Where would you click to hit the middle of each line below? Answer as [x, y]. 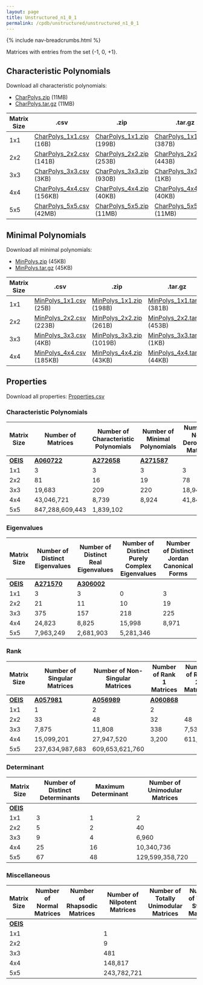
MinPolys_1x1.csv [60, 300]
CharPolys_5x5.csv [62, 206]
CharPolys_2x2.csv [62, 154]
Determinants [60, 798]
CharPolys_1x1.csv [62, 137]
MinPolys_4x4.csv [60, 353]
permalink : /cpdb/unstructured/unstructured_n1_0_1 [72, 23]
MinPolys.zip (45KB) [40, 261]
